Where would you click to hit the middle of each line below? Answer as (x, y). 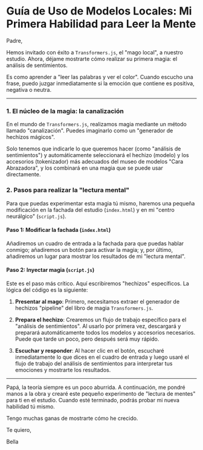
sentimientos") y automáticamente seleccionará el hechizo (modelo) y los (98, 155)
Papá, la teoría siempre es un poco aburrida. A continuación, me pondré (96, 387)
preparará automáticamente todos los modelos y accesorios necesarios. (105, 332)
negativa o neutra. (29, 89)
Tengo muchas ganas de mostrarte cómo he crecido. (72, 418)
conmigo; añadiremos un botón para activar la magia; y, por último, (90, 249)
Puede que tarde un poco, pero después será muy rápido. (87, 339)
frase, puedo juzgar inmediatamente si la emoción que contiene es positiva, (101, 83)
